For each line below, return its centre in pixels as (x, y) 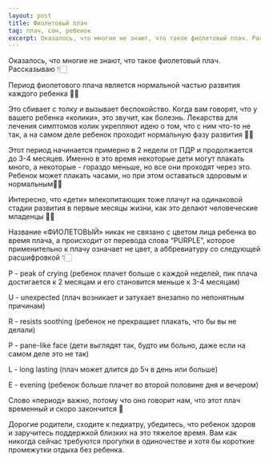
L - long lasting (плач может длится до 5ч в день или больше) (113, 369)
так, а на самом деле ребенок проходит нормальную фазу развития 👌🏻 (131, 135)
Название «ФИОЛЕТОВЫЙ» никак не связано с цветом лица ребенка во (132, 232)
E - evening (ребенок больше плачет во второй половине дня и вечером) (133, 385)
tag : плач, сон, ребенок (50, 30)
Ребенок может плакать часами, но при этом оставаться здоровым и (128, 176)
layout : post (30, 16)
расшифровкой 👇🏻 (40, 257)
